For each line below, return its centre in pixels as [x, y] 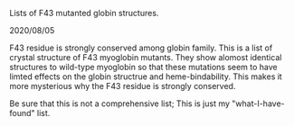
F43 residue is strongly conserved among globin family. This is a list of [141, 48]
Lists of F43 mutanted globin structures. [84, 13]
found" [22, 113]
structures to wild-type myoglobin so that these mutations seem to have [143, 67]
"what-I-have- [258, 103]
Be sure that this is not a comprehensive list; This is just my [120, 103]
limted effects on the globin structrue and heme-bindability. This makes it [146, 76]
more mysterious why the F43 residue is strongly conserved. [123, 86]
